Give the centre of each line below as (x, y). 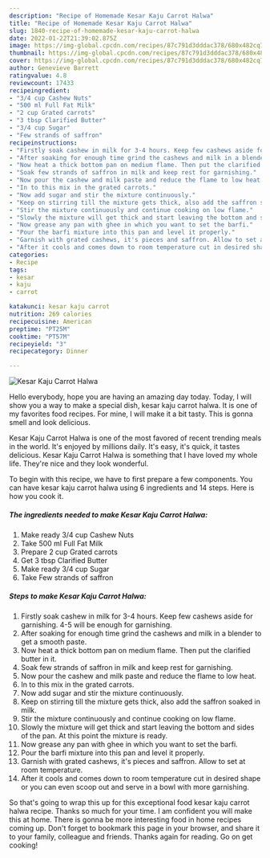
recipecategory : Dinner (49, 351)
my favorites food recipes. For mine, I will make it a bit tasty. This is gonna (131, 414)
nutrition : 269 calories (50, 314)
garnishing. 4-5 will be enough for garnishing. (97, 625)
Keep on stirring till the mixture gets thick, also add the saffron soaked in (141, 702)
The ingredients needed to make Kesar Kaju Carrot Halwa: (109, 514)
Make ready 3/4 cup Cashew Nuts (77, 535)
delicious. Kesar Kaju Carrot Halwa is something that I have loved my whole (133, 456)
